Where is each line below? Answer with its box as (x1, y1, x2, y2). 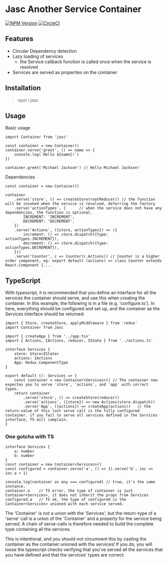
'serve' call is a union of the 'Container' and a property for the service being (5, 515, 162, 522)
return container (14, 391, 50, 396)
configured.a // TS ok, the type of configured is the (5, 497, 126, 502)
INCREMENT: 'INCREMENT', (23, 215, 75, 220)
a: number (14, 449, 35, 454)
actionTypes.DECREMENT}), (5, 245, 59, 250)
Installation (5, 84, 41, 92)
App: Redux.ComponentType (14, 360, 68, 365)
